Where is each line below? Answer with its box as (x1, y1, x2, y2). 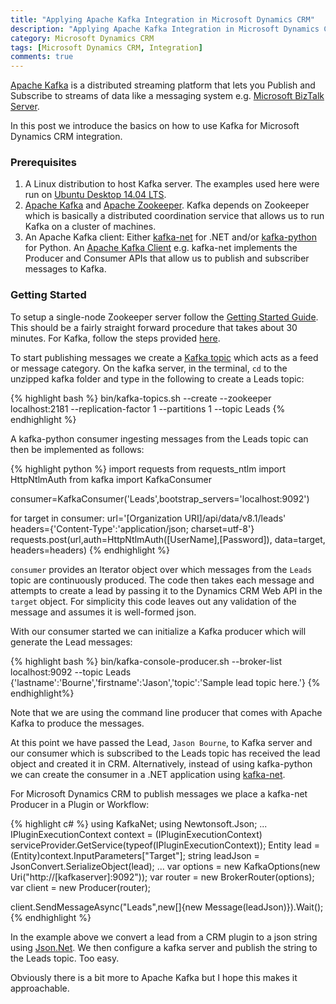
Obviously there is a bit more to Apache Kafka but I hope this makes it (10, 971, 298, 983)
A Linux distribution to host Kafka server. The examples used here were (24, 178, 320, 190)
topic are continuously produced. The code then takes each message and (10, 574, 315, 586)
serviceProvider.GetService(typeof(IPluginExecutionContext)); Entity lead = (10, 839, 320, 851)
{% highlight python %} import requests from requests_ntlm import (10, 462, 287, 475)
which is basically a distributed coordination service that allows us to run (24, 210, 325, 222)
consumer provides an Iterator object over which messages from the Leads (10, 563, 313, 575)
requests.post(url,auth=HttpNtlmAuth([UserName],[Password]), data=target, (10, 533, 326, 545)
